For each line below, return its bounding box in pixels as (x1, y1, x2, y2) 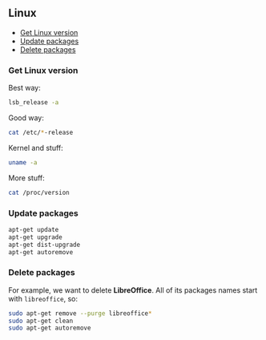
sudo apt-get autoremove (8, 324, 91, 332)
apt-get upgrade (8, 233, 62, 241)
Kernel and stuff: (8, 143, 64, 152)
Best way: (8, 83, 42, 93)
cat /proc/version (8, 188, 70, 196)
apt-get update (8, 225, 59, 233)
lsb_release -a (8, 99, 59, 107)
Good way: (8, 112, 44, 123)
